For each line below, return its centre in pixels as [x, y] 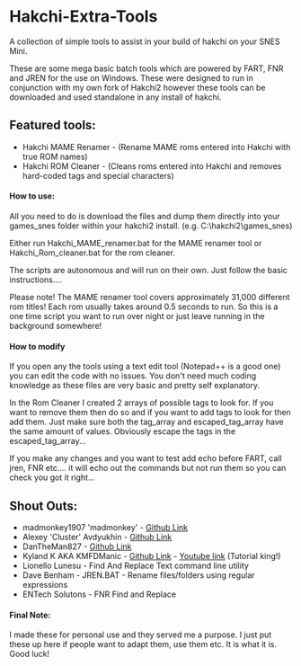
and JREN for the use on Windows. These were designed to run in [131, 77]
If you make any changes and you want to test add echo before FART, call [146, 458]
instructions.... [36, 280]
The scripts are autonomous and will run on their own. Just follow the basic [148, 270]
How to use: [32, 196]
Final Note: [30, 615]
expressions [45, 584]
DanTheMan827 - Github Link [77, 546]
